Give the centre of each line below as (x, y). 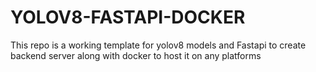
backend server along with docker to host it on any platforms (136, 55)
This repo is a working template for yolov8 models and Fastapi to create (158, 45)
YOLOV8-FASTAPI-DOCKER (128, 17)
